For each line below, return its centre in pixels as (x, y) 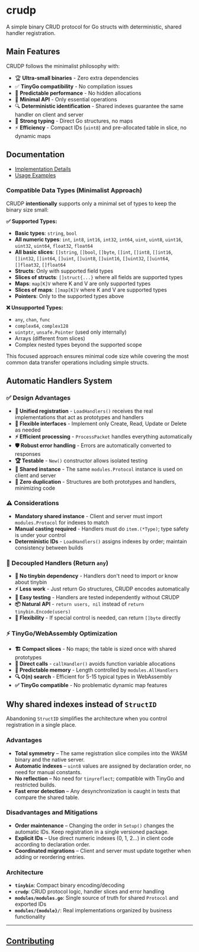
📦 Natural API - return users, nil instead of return (79, 604)
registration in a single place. (41, 725)
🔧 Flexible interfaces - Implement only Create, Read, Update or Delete (101, 423)
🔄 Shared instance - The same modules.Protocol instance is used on (99, 469)
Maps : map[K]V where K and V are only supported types (83, 283)
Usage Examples (35, 175)
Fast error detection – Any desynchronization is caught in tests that (97, 791)
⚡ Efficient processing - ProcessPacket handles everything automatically (103, 436)
